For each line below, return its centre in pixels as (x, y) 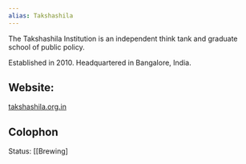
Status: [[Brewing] (38, 151)
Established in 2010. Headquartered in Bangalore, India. (100, 62)
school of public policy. (47, 47)
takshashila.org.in (37, 107)
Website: (31, 88)
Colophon (33, 132)
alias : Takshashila (41, 16)
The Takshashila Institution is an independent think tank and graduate (123, 38)
